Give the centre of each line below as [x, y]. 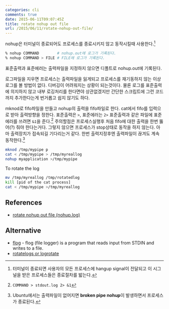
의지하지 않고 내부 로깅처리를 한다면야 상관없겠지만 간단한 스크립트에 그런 [82, 91]
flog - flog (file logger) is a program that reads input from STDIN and [83, 243]
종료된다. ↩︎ [29, 301]
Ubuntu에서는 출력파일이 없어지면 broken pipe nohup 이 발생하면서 [79, 295]
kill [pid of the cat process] [38, 182]
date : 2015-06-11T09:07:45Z [35, 19]
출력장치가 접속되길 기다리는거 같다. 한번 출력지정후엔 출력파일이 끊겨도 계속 [85, 134]
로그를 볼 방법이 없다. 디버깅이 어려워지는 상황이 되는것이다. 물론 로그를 [75, 85]
